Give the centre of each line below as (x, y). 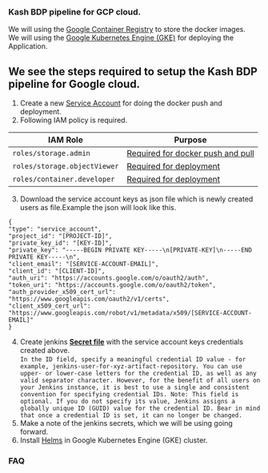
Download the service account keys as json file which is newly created (136, 199)
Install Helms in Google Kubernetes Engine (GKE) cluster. (114, 440)
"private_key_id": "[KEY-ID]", (60, 243)
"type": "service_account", (55, 229)
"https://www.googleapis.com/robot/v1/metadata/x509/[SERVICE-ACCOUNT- (130, 313)
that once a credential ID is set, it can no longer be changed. (131, 415)
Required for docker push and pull (190, 153)
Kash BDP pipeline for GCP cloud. (75, 12)
